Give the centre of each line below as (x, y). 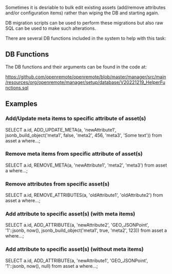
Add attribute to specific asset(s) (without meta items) (74, 249)
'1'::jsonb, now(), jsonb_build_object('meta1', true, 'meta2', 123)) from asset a (86, 230)
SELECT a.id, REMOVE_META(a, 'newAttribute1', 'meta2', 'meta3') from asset (86, 165)
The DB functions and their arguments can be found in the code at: (76, 67)
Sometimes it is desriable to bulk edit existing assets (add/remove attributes (85, 7)
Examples (21, 104)
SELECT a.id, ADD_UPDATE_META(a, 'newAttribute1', (61, 130)
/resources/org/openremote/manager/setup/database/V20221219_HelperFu (85, 82)
